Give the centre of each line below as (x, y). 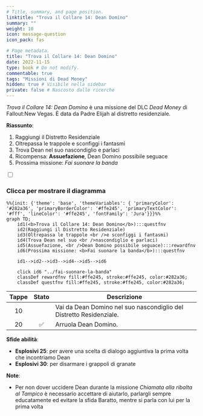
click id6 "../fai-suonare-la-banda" (65, 272)
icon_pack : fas (25, 40)
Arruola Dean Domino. (87, 325)
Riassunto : (20, 125)
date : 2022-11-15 (28, 62)
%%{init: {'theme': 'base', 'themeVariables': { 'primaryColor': (90, 203)
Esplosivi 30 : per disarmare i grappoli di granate (75, 364)
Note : (13, 376)
